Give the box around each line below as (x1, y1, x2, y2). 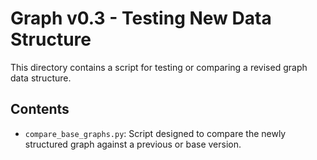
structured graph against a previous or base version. (24, 138, 242, 150)
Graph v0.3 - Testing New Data (10, 7, 272, 30)
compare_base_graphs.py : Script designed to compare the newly (24, 127, 287, 139)
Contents (10, 101, 70, 118)
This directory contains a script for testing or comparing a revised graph (10, 61, 308, 73)
